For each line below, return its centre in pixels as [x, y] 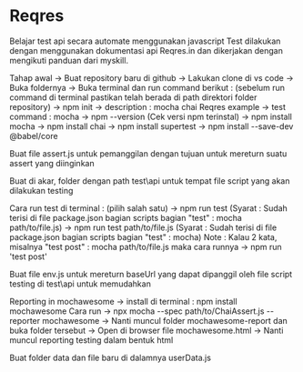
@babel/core [34, 136]
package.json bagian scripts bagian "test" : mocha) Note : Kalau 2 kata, [143, 236]
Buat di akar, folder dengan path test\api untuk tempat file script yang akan [150, 181]
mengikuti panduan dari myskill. [69, 60]
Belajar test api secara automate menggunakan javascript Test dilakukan [145, 41]
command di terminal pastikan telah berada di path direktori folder [133, 97]
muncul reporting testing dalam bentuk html [91, 340]
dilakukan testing [41, 190]
